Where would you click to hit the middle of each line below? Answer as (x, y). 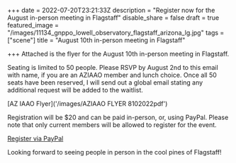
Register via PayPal (35, 138)
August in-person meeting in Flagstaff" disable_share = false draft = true (113, 18)
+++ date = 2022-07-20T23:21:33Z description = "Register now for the (111, 10)
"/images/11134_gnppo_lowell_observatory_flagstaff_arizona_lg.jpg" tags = (116, 32)
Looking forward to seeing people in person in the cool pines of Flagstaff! (114, 152)
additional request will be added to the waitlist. (75, 90)
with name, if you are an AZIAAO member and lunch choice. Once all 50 (112, 75)
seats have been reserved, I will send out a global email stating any (105, 83)
